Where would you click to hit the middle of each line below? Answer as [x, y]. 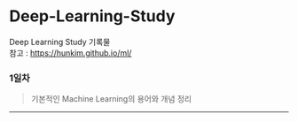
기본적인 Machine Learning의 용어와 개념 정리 [111, 99]
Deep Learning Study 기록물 [60, 42]
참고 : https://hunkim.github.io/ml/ [71, 53]
